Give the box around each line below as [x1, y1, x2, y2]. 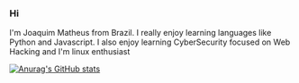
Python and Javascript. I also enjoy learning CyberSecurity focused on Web [9, 37, 291, 47]
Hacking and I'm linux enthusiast [9, 46, 131, 57]
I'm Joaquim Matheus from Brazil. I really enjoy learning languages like [9, 28, 272, 38]
